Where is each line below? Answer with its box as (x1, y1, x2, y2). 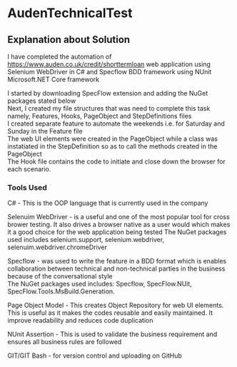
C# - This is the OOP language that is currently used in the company (7, 198, 208, 208)
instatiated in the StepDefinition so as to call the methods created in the (7, 142, 218, 151)
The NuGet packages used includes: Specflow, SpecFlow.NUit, (7, 280, 193, 288)
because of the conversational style (7, 272, 113, 281)
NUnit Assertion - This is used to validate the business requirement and (7, 330, 218, 338)
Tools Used (7, 182, 48, 192)
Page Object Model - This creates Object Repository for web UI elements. (7, 301, 224, 310)
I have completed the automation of (7, 52, 112, 61)
